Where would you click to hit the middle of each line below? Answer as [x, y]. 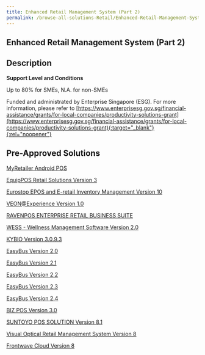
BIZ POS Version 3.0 [32, 310]
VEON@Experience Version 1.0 [45, 203]
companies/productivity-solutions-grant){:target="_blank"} [80, 127]
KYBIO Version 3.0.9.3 [34, 239]
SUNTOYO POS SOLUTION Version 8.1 [54, 322]
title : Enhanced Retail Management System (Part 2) [73, 12]
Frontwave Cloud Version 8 [41, 345]
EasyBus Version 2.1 [31, 263]
